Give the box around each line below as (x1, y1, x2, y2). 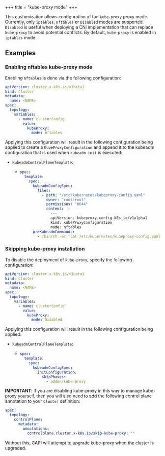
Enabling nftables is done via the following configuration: (5, 75, 121, 81)
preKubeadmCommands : (32, 229, 75, 234)
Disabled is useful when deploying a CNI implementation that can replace (5, 24, 153, 30)
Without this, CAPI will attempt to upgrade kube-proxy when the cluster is (5, 440, 154, 446)
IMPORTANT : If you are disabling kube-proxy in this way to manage (5, 388, 142, 394)
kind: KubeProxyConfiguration (50, 220, 112, 225)
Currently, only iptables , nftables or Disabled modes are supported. (5, 19, 144, 25)
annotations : (23, 426, 50, 431)
